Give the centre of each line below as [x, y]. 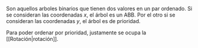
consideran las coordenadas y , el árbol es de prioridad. [73, 21]
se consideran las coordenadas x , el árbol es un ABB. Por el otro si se [91, 15]
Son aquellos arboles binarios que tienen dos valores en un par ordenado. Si [99, 9]
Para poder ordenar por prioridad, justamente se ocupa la [76, 33]
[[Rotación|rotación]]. [32, 39]
